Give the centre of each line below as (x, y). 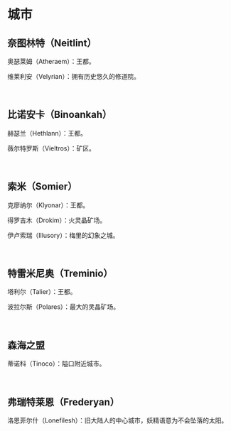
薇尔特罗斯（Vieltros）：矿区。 (52, 148)
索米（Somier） (42, 186)
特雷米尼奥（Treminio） (60, 274)
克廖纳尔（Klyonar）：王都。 (48, 205)
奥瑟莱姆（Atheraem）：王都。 (51, 61)
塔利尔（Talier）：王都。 (42, 292)
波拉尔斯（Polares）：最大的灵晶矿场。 (64, 307)
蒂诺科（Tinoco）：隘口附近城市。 (57, 364)
